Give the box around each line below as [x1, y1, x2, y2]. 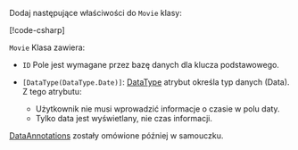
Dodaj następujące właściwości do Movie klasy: [9, 8, 183, 18]
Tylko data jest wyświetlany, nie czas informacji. [35, 113, 212, 123]
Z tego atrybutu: [21, 87, 82, 96]
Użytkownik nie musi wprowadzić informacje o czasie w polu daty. [35, 104, 280, 114]
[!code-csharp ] [9, 25, 65, 35]
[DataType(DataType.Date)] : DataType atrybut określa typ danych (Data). [21, 77, 290, 87]
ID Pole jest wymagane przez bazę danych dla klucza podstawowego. [21, 60, 279, 70]
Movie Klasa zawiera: [9, 42, 86, 53]
